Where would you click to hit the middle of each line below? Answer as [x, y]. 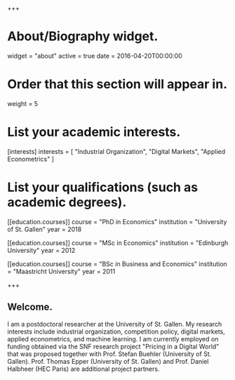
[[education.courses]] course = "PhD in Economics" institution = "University [117, 221]
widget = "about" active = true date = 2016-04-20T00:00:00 [95, 55]
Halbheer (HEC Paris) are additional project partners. [83, 369]
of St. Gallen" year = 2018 [45, 229]
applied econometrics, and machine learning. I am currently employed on [113, 339]
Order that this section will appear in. [117, 84]
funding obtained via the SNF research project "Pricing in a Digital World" [113, 346]
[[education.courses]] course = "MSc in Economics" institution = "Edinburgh [118, 242]
